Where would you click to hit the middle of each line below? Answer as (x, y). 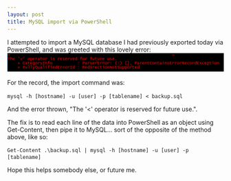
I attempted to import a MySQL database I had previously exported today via (115, 42)
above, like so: (27, 136)
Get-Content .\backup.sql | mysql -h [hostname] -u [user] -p (98, 150)
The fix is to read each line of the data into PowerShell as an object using (111, 122)
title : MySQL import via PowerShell (59, 22)
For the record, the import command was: (66, 82)
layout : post (26, 14)
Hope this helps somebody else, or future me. (72, 170)
